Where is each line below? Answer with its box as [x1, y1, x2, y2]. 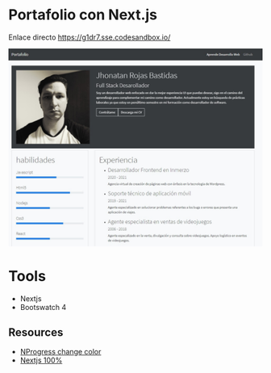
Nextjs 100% [19, 355, 63, 365]
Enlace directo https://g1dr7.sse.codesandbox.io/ [8, 32, 171, 42]
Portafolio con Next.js [8, 6, 158, 24]
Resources [8, 325, 64, 340]
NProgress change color [19, 347, 102, 357]
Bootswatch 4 [19, 302, 67, 312]
